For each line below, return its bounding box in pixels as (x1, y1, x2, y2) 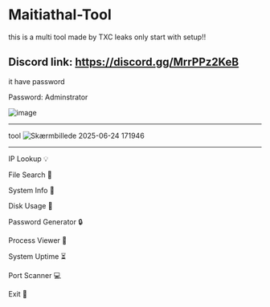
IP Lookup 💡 (8, 154, 49, 164)
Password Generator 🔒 (8, 216, 83, 226)
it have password (8, 76, 66, 86)
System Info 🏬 (8, 185, 55, 195)
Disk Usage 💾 (8, 200, 54, 210)
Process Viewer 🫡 (8, 235, 67, 245)
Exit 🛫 (8, 289, 28, 298)
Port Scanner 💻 (8, 270, 62, 280)
